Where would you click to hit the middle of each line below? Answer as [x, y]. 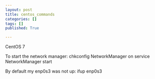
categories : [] [21, 19]
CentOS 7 [15, 47]
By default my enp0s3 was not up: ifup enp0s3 [54, 71]
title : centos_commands [30, 14]
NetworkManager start [29, 62]
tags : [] [14, 24]
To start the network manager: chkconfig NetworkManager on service [77, 56]
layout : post [19, 10]
